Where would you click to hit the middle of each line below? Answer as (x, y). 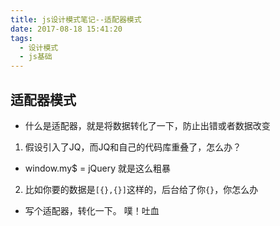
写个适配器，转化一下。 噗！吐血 (92, 210)
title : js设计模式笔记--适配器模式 (76, 19)
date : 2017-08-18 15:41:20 (66, 29)
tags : (21, 38)
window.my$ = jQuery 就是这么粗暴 (97, 168)
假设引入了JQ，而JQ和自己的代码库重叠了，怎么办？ (133, 147)
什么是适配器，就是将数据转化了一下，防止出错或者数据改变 (147, 125)
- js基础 (36, 57)
